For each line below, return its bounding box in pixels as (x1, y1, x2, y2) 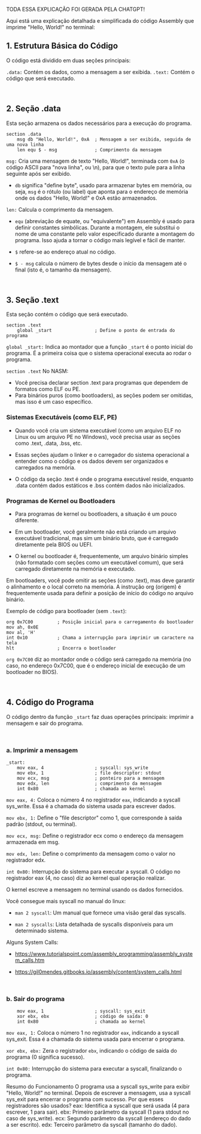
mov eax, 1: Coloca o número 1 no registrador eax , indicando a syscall (6, 1029, 179, 1037)
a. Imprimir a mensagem (6, 746, 78, 754)
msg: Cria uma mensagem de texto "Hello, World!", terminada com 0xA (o (6, 157, 185, 164)
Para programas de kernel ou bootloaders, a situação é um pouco (14, 510, 177, 517)
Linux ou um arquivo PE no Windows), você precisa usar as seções (14, 433, 181, 440)
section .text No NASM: (6, 368, 69, 375)
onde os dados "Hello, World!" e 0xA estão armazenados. (14, 194, 157, 202)
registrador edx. (6, 856, 46, 864)
